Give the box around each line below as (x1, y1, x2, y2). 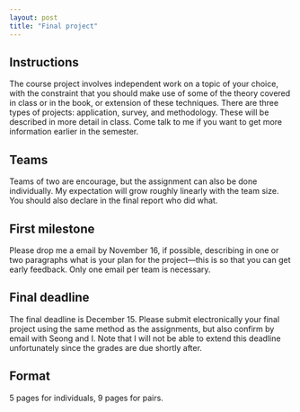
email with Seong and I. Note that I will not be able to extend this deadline (9, 333, 281, 344)
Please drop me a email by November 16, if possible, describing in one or (9, 244, 279, 256)
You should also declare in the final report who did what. (9, 195, 218, 206)
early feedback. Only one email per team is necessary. (9, 264, 211, 275)
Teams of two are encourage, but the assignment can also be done (9, 176, 258, 187)
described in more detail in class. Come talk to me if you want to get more (9, 117, 283, 127)
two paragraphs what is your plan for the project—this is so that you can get (9, 254, 291, 265)
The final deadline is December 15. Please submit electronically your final (9, 313, 280, 324)
